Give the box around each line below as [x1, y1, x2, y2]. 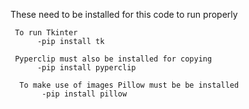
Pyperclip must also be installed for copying [14, 54, 213, 64]
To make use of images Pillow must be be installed [19, 80, 240, 90]
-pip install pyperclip [36, 63, 137, 73]
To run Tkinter [14, 28, 78, 38]
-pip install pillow [41, 89, 128, 99]
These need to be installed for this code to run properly [10, 9, 238, 20]
